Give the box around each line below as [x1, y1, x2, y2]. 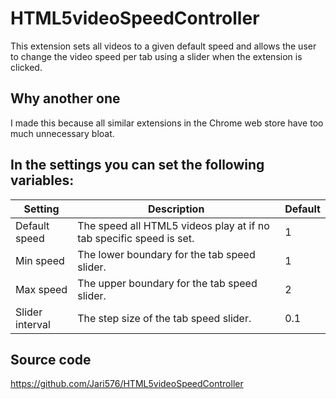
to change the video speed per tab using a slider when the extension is [10, 50, 303, 62]
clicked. [10, 61, 43, 73]
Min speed [15, 253, 65, 267]
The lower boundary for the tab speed [77, 247, 256, 261]
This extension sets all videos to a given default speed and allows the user [10, 40, 317, 52]
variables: [10, 172, 75, 189]
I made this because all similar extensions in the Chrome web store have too [10, 117, 324, 129]
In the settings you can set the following [10, 157, 265, 174]
